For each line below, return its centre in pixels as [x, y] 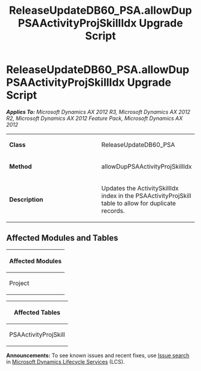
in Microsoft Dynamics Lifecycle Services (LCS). [66, 361]
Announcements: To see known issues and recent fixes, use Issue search [98, 355]
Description [26, 199]
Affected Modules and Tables [62, 238]
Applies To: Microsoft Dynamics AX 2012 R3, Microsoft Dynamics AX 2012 [98, 112]
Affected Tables [37, 312]
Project [19, 283]
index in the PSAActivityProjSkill [146, 196]
